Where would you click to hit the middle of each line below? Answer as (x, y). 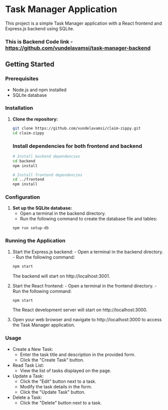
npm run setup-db (31, 228)
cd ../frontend (28, 180)
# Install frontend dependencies (47, 175)
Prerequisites (22, 79)
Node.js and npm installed (39, 90)
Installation (19, 108)
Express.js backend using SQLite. (40, 28)
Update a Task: (28, 376)
